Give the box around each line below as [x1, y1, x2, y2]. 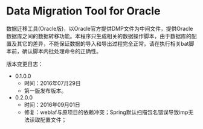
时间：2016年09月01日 [24, 101, 80, 108]
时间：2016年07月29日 [24, 80, 82, 87]
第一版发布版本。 [24, 87, 67, 94]
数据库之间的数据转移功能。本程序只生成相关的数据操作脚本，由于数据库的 [6, 32, 192, 40]
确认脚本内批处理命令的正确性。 [22, 47, 101, 55]
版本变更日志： [6, 60, 43, 68]
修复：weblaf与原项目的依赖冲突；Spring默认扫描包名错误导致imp [24, 109, 188, 116]
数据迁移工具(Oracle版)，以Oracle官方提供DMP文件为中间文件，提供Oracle [6, 25, 193, 32]
